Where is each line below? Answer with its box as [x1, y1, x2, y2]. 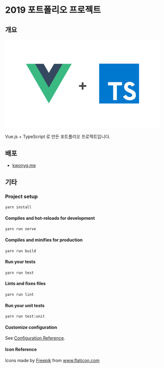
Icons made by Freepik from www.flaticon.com [5, 357, 100, 363]
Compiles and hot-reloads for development [5, 215, 95, 221]
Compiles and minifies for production [5, 237, 83, 243]
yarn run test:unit [5, 314, 45, 319]
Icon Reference [5, 346, 37, 352]
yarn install [5, 205, 32, 210]
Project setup [5, 193, 38, 200]
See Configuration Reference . [5, 335, 65, 341]
